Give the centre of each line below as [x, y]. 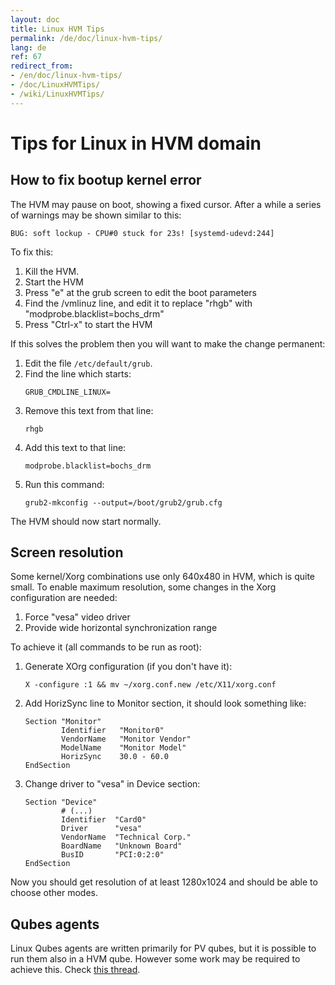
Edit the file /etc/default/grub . [88, 363]
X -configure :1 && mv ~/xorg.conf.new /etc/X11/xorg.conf [150, 685]
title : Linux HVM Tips [57, 29]
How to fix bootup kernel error [106, 180]
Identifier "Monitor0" [113, 731]
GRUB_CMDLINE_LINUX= [67, 392]
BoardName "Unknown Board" [122, 846]
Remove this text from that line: [89, 410]
